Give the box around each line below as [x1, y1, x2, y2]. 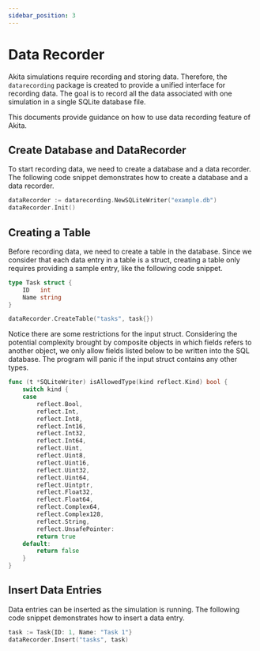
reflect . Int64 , [36, 437, 87, 445]
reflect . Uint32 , [36, 466, 90, 474]
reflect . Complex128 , [36, 510, 104, 518]
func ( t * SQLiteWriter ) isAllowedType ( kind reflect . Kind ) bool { [8, 378, 228, 386]
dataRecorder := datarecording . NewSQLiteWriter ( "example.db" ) [8, 197, 217, 205]
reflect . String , [36, 517, 90, 525]
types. [8, 363, 29, 372]
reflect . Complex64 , [36, 503, 101, 511]
